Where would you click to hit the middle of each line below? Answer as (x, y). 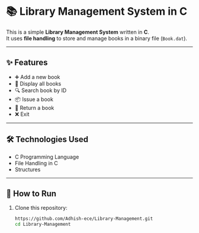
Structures (28, 169)
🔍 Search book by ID (41, 90)
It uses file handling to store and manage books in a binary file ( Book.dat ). (97, 38)
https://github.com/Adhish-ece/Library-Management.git (84, 219)
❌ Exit (22, 114)
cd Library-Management (43, 224)
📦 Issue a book (34, 99)
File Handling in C (36, 163)
